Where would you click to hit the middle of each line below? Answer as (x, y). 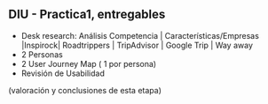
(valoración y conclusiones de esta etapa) (85, 90)
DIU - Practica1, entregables (87, 15)
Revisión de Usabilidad (63, 73)
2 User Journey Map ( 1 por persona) (89, 63)
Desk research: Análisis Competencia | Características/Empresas (140, 35)
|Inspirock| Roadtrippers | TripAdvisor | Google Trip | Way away (137, 45)
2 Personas (42, 54)
